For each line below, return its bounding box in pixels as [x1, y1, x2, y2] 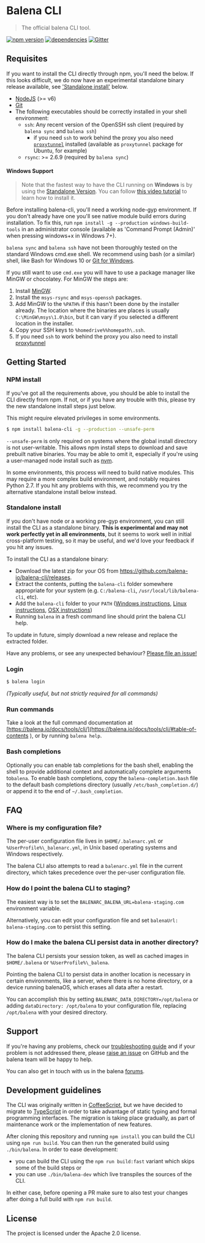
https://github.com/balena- [119, 567, 188, 574]
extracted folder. [6, 637, 48, 645]
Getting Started [6, 357, 67, 368]
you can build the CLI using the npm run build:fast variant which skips [15, 1158, 195, 1165]
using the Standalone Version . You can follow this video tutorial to [21, 188, 187, 195]
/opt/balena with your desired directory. [6, 1008, 108, 1016]
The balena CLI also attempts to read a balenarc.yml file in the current [6, 862, 183, 870]
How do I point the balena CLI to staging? [6, 884, 130, 892]
